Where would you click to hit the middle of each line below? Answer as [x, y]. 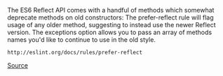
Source [18, 65]
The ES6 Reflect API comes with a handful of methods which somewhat [111, 10]
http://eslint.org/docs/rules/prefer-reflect [75, 52]
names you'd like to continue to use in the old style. [82, 40]
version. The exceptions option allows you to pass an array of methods [110, 32]
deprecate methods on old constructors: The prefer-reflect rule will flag [110, 17]
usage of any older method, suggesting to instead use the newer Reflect [111, 25]
